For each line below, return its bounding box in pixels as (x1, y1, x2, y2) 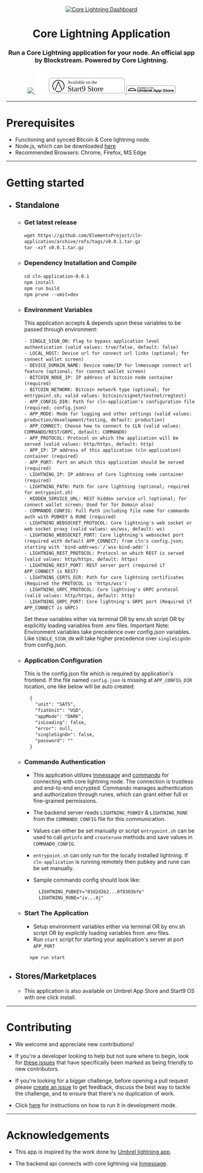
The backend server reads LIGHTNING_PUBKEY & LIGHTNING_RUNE (33, 809, 188, 816)
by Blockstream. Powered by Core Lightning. (34, 56, 169, 65)
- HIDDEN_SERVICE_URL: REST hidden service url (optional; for (24, 496, 187, 502)
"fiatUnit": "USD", (35, 708, 85, 714)
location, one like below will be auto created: (24, 683, 135, 690)
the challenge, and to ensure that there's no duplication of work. (14, 1089, 175, 1097)
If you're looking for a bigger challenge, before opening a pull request (14, 1077, 188, 1084)
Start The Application (24, 909, 89, 917)
